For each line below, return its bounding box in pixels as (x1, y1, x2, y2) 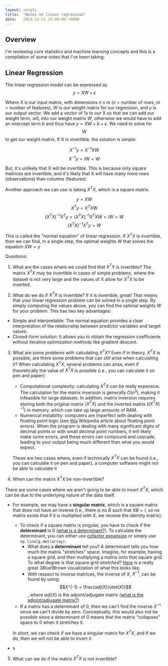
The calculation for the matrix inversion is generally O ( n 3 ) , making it (20, 388, 160, 395)
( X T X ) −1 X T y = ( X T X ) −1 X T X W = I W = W (45, 213, 124, 220)
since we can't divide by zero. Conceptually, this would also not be (20, 609, 158, 615)
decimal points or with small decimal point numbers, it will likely (20, 428, 151, 434)
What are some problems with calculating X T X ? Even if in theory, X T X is (12, 349, 160, 355)
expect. (20, 444, 36, 450)
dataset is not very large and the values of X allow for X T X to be (12, 275, 144, 282)
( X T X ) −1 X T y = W (67, 221, 101, 228)
